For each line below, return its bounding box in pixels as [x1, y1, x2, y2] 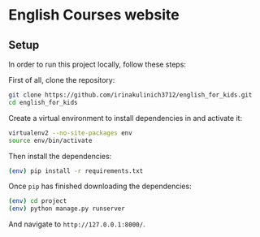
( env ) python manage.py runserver [8, 205, 126, 213]
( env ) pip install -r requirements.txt [8, 166, 144, 175]
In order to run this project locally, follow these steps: [8, 59, 187, 69]
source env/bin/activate [8, 136, 93, 144]
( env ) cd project [8, 197, 67, 205]
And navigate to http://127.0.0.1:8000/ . [8, 219, 145, 229]
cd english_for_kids [8, 98, 79, 106]
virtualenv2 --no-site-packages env [8, 128, 132, 137]
